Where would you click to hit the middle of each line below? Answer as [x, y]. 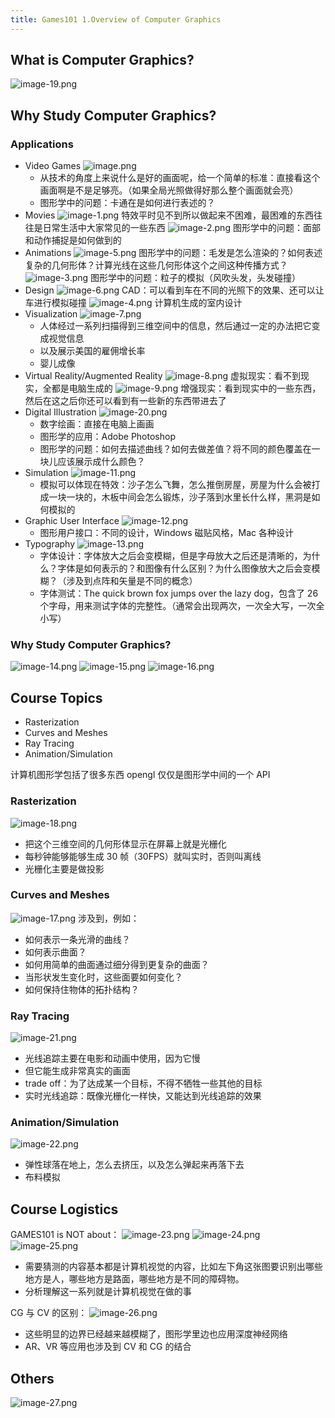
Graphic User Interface [72, 521]
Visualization [51, 314]
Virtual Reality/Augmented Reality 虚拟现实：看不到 [162, 376]
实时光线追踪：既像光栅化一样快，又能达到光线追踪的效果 [143, 1096]
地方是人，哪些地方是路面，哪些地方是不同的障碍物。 [134, 1279]
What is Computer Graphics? [102, 60]
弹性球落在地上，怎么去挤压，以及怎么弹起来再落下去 [134, 1165]
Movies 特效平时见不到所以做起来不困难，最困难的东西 [169, 215]
